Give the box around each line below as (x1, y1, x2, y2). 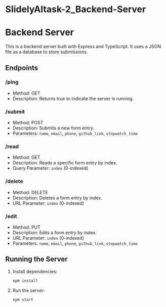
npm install (12, 278, 38, 283)
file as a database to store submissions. (5, 49, 88, 55)
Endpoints (5, 63, 38, 72)
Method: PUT (12, 224, 40, 230)
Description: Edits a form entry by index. (12, 230, 97, 236)
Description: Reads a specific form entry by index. (12, 160, 117, 166)
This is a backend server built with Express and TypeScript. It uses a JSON (5, 43, 161, 50)
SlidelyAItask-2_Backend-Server (5, 4, 146, 15)
